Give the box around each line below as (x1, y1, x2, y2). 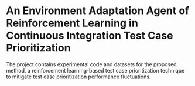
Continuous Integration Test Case (6, 29, 174, 42)
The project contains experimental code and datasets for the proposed (6, 60, 177, 68)
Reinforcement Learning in (6, 16, 139, 30)
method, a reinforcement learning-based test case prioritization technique (6, 67, 185, 74)
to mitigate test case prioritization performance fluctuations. (6, 73, 151, 80)
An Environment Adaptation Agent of (6, 4, 189, 18)
